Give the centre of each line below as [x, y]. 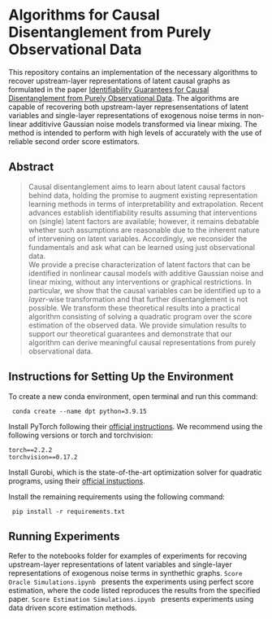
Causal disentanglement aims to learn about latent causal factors [137, 187]
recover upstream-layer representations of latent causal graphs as [119, 81]
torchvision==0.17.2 [43, 457]
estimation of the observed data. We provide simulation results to [137, 325]
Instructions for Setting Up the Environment [121, 377]
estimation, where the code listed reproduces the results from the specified [134, 590]
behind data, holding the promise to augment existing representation [143, 195]
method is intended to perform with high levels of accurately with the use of [135, 133]
